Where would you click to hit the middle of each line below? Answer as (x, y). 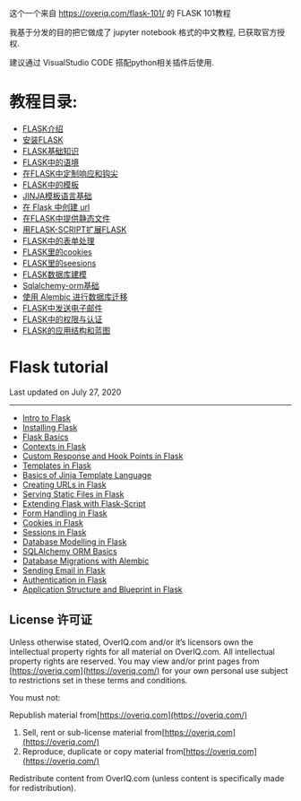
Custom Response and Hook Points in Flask (103, 456)
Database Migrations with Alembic (86, 561)
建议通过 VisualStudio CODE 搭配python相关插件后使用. (112, 62)
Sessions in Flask (54, 532)
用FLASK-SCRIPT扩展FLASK (74, 229)
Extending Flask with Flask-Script (84, 503)
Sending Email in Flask (64, 570)
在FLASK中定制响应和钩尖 (70, 173)
